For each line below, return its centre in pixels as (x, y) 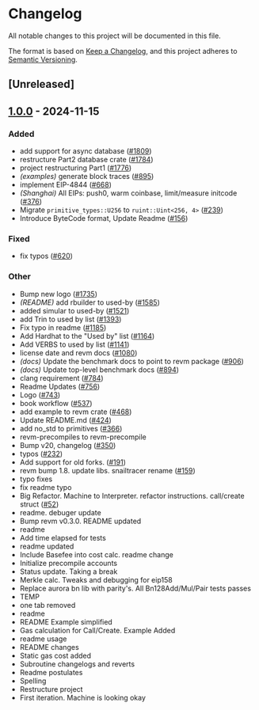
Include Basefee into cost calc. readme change (97, 554)
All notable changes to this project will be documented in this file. (115, 36)
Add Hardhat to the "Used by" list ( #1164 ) (87, 336)
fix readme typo (46, 487)
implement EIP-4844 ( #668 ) (66, 185)
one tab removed (48, 605)
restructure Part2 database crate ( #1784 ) (86, 160)
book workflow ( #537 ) (56, 403)
